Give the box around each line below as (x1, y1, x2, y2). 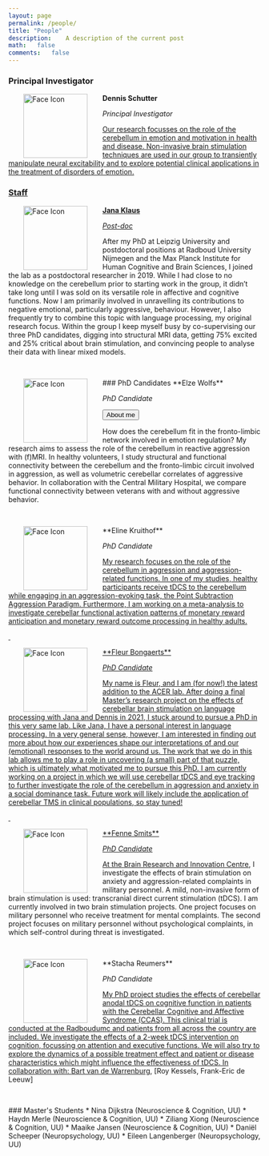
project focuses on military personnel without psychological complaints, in (8, 918, 254, 929)
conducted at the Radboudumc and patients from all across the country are (8, 1023, 257, 1033)
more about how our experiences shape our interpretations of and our (8, 737, 239, 747)
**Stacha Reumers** (102, 958, 173, 968)
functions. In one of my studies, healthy (126, 573, 258, 583)
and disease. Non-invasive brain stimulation (102, 142, 247, 151)
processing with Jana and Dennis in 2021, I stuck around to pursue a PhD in (8, 712, 258, 721)
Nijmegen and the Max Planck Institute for (102, 253, 241, 263)
